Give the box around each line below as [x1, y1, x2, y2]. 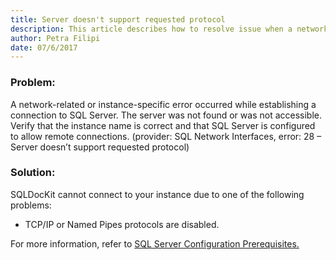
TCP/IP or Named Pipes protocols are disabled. [24, 218, 220, 230]
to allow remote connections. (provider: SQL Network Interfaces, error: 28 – [10, 130, 322, 142]
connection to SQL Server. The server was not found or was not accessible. [10, 109, 322, 121]
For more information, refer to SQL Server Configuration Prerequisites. [10, 237, 300, 250]
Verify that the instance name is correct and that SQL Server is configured [10, 119, 316, 131]
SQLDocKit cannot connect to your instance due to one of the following [10, 188, 305, 200]
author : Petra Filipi [10, 33, 101, 43]
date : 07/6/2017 [10, 42, 78, 53]
